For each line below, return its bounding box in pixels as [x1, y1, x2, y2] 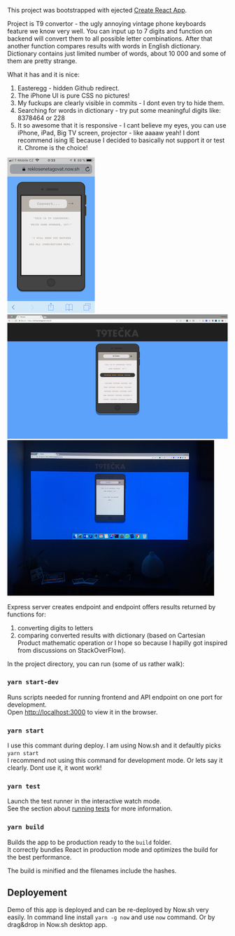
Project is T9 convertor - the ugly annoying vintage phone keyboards [7, 20, 206, 27]
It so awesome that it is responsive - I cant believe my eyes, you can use [17, 121, 227, 129]
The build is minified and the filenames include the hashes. [7, 866, 177, 875]
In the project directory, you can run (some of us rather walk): [7, 659, 185, 668]
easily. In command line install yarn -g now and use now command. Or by [7, 913, 215, 921]
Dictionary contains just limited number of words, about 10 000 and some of [7, 49, 227, 57]
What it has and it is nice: [7, 70, 80, 79]
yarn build [7, 823, 44, 832]
